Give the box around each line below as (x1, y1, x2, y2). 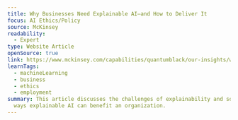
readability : (7, 30, 46, 37)
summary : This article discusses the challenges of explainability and (7, 96, 223, 103)
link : (7, 56, 23, 64)
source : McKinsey (7, 23, 59, 30)
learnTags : (7, 63, 40, 70)
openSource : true (7, 50, 59, 57)
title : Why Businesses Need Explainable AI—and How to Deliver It (7, 10, 208, 18)
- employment (13, 89, 52, 96)
